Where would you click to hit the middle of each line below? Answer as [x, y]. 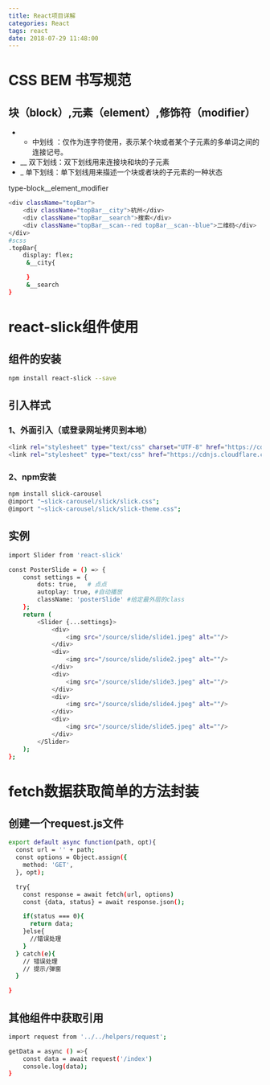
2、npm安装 [32, 477]
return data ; [51, 924]
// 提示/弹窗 [42, 969]
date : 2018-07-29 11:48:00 [53, 38]
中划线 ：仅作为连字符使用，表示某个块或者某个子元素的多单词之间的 [145, 142]
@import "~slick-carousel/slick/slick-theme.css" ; [95, 509]
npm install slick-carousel [55, 494]
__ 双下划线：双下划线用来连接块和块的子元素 [95, 162]
